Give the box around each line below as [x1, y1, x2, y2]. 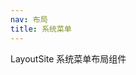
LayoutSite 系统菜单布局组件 [10, 52, 127, 65]
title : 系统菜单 [10, 24, 72, 34]
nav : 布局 [10, 14, 48, 25]
